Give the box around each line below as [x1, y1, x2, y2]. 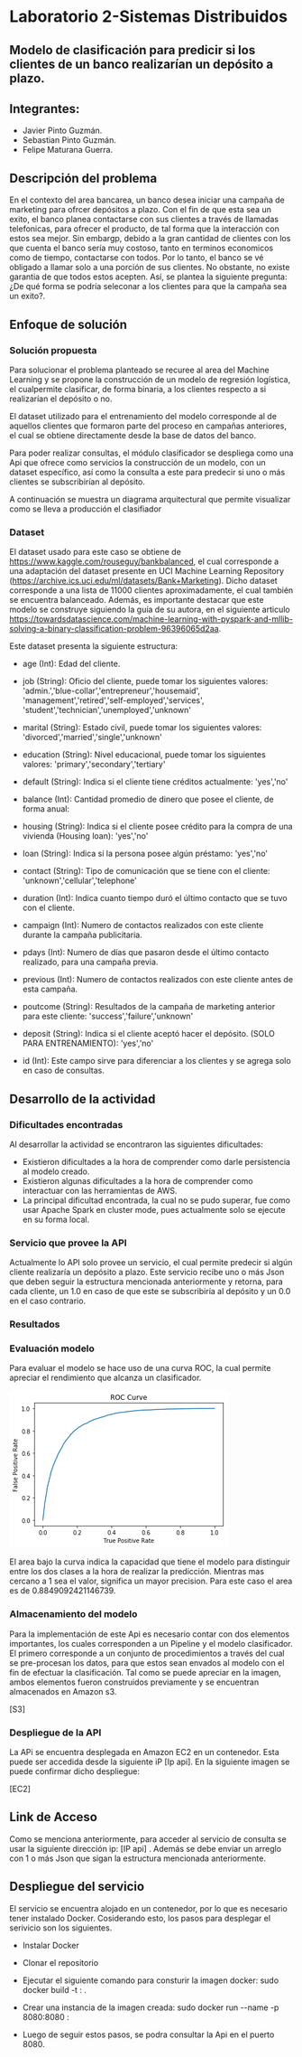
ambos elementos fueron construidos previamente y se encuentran [9, 1677, 260, 1687]
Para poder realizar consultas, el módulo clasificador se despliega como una [9, 447, 294, 458]
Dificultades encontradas [9, 1118, 124, 1131]
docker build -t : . [22, 1984, 87, 1995]
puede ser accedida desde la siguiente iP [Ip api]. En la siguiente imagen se [9, 1756, 290, 1767]
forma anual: [22, 803, 70, 814]
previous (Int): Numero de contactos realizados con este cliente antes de [22, 974, 294, 985]
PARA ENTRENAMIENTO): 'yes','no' [22, 1038, 154, 1049]
